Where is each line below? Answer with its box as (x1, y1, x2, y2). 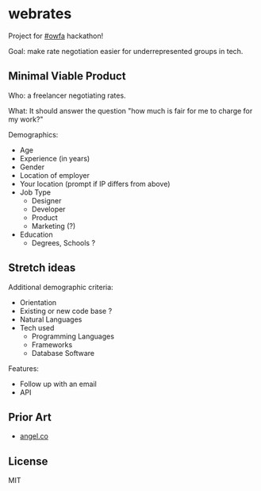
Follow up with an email (19, 379, 97, 389)
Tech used (19, 323, 55, 332)
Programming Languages (31, 331, 115, 341)
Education (19, 230, 53, 239)
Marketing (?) (31, 221, 76, 230)
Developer (31, 204, 66, 214)
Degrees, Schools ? (31, 238, 96, 247)
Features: (8, 363, 40, 373)
